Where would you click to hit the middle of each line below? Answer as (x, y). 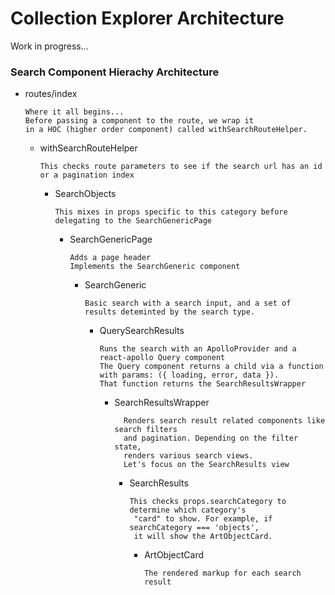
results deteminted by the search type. (170, 312)
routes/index (51, 94)
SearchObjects (85, 194)
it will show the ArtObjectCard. (203, 537)
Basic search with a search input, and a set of (188, 303)
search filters (146, 430)
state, (128, 447)
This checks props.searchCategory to (208, 502)
